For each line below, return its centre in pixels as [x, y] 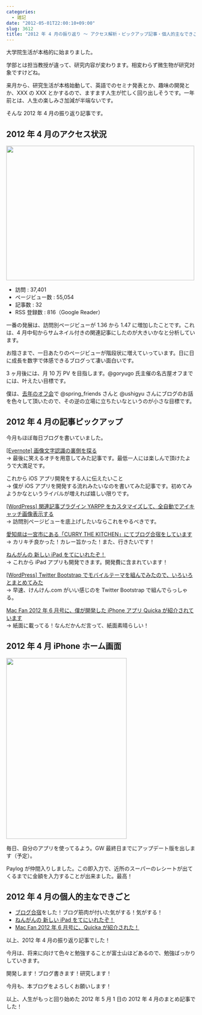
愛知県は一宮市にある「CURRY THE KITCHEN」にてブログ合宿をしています [99, 534]
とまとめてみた [25, 582]
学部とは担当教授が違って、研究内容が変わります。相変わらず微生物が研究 [98, 65]
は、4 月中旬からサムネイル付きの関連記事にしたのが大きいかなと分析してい [101, 332]
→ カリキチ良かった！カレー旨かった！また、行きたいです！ [81, 542]
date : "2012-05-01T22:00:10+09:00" [51, 23]
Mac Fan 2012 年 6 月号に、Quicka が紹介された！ [77, 928]
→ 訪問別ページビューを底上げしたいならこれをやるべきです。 [83, 521]
